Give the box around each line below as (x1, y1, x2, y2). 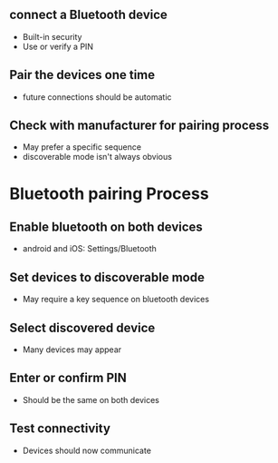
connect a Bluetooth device (9, 7, 168, 23)
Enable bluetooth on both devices (9, 220, 204, 235)
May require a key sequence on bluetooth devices (22, 294, 210, 305)
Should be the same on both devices (22, 394, 160, 405)
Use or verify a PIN (22, 41, 93, 52)
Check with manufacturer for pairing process (9, 118, 270, 133)
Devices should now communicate (22, 445, 152, 456)
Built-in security (22, 31, 82, 42)
